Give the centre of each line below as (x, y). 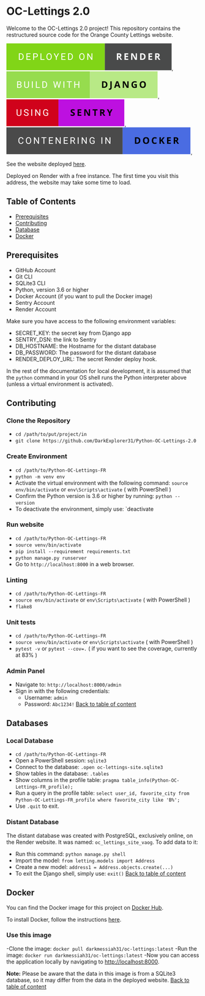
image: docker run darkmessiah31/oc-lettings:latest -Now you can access (103, 955)
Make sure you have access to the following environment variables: (91, 321)
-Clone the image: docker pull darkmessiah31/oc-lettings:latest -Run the (102, 948)
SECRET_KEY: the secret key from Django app (73, 333)
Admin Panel (25, 671)
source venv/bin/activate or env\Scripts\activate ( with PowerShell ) (104, 642)
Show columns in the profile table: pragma (67, 780)
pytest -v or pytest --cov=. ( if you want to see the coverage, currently (106, 649)
